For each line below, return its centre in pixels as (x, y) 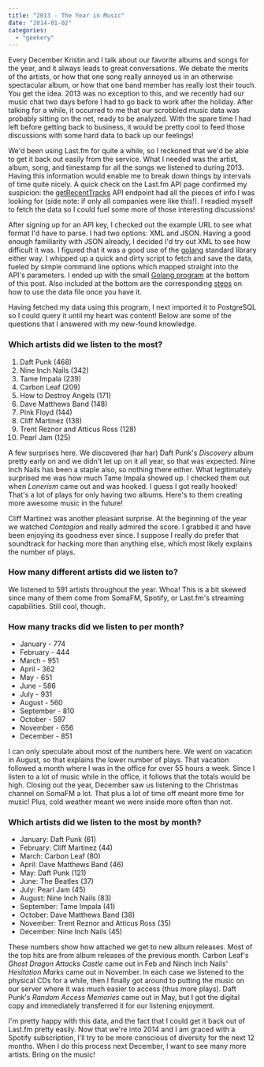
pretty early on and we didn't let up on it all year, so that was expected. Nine (132, 461)
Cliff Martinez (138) (51, 420)
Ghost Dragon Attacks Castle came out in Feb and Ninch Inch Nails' (118, 964)
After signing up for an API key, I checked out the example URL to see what (130, 225)
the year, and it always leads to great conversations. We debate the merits (128, 69)
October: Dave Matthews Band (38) (77, 915)
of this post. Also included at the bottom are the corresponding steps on (125, 284)
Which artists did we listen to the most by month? (105, 822)
